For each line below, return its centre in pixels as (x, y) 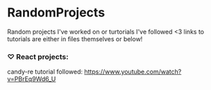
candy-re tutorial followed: (45, 72)
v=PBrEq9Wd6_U (32, 79)
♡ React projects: (38, 56)
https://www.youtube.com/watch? (133, 72)
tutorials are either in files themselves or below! (75, 38)
